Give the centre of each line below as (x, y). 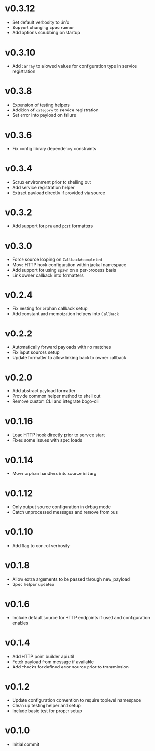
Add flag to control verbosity (41, 546)
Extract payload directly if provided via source (59, 193)
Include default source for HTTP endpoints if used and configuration (81, 618)
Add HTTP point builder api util (43, 656)
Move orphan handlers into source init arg (54, 473)
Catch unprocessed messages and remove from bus (65, 512)
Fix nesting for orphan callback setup (50, 308)
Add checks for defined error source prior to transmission (70, 667)
